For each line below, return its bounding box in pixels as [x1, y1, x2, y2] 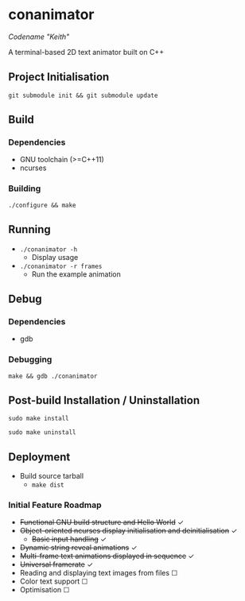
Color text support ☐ [19, 576, 88, 586]
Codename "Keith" [8, 32, 70, 41]
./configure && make [8, 201, 77, 209]
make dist [31, 481, 65, 490]
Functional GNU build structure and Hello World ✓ [19, 518, 185, 527]
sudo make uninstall [8, 428, 77, 436]
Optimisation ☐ [19, 585, 70, 595]
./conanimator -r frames [19, 262, 103, 270]
